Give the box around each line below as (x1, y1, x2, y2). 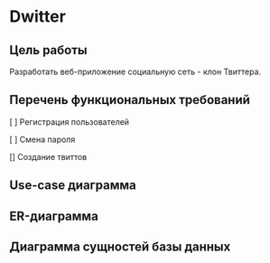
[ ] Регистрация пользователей (9, 116, 129, 127)
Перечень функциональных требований (9, 92, 251, 108)
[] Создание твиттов (9, 151, 88, 162)
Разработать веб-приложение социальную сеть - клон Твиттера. (9, 66, 262, 77)
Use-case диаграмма (9, 178, 137, 193)
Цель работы (9, 42, 88, 58)
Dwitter (9, 6, 66, 27)
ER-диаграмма (9, 208, 99, 223)
